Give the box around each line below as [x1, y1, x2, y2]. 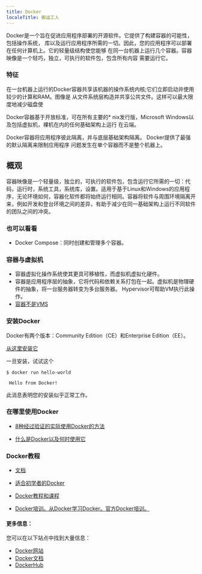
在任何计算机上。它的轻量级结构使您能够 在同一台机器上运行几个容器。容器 [6, 46, 192, 54]
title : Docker [6, 8, 42, 15]
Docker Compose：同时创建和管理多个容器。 [14, 239, 127, 246]
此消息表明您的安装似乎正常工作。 [6, 391, 91, 398]
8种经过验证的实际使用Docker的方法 [14, 422, 105, 430]
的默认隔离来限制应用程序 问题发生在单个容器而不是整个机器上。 [6, 141, 166, 148]
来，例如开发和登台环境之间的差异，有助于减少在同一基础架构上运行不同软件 [6, 200, 196, 208]
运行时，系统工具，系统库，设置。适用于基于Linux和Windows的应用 [16, 185, 185, 193]
